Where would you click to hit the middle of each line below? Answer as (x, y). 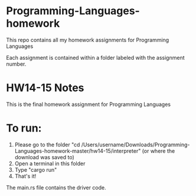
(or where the (159, 151)
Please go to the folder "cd (47, 144)
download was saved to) (45, 157)
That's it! (25, 176)
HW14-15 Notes (45, 88)
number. (16, 64)
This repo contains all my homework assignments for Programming (88, 40)
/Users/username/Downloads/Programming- (135, 144)
